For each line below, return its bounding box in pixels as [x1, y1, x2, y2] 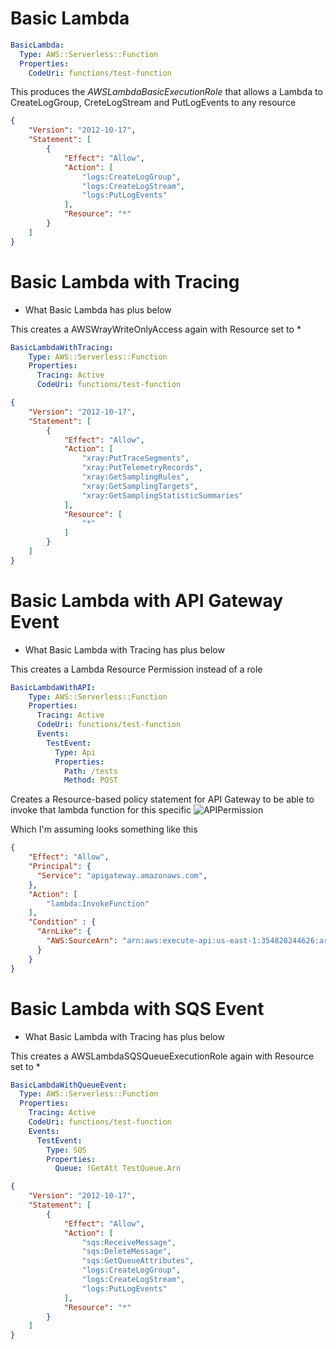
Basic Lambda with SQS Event [10, 997, 265, 1020]
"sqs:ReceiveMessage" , [81, 1237, 177, 1247]
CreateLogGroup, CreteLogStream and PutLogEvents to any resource [10, 97, 297, 109]
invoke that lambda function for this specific [10, 804, 192, 816]
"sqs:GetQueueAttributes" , [81, 1256, 195, 1266]
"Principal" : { [28, 862, 92, 872]
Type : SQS [46, 1145, 87, 1155]
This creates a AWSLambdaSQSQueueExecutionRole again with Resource [10, 1050, 315, 1062]
